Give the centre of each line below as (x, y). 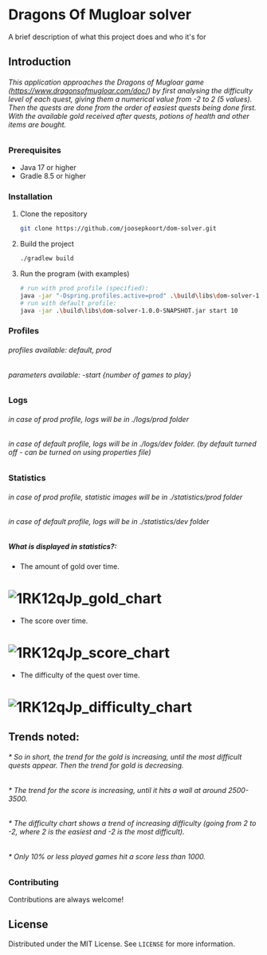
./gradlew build (47, 258)
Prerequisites (35, 150)
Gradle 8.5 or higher (53, 176)
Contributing (33, 882)
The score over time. (54, 621)
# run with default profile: (68, 303)
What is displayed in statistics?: (63, 546)
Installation (31, 196)
